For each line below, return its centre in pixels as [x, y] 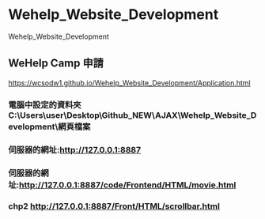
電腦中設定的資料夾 [45, 104]
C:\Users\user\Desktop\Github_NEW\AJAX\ [95, 115]
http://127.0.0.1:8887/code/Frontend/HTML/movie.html [127, 185]
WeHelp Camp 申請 [56, 64]
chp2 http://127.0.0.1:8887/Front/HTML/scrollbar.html [114, 206]
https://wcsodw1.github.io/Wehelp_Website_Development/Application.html [129, 83]
